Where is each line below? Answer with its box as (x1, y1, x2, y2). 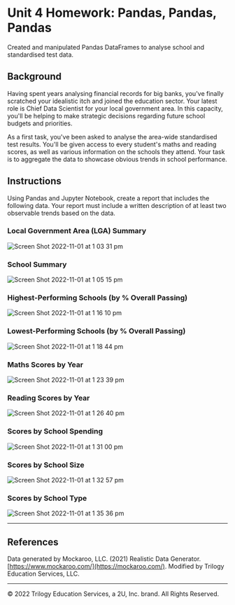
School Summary (7, 259, 67, 269)
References (7, 536, 59, 548)
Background (7, 71, 62, 83)
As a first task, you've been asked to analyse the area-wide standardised (7, 132, 218, 141)
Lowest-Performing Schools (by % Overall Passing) (7, 326, 186, 336)
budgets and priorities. (7, 119, 73, 127)
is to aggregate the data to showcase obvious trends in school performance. (7, 155, 227, 163)
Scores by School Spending (7, 426, 104, 436)
